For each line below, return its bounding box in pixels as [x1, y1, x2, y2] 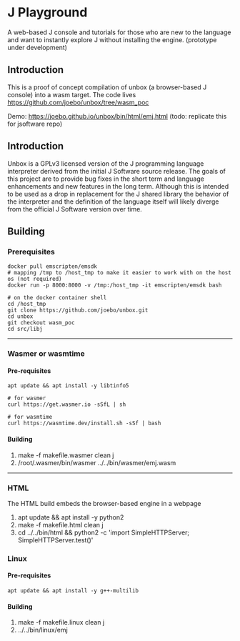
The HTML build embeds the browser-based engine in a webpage [7, 499, 201, 507]
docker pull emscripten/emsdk [7, 263, 98, 270]
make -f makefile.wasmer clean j [17, 451, 114, 459]
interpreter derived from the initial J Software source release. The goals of [7, 167, 226, 175]
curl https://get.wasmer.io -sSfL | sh [7, 401, 126, 408]
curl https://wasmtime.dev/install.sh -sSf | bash [7, 419, 161, 427]
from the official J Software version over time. [7, 204, 143, 213]
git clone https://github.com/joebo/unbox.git [7, 307, 149, 314]
